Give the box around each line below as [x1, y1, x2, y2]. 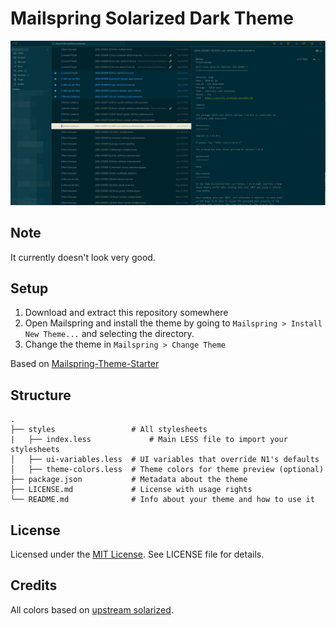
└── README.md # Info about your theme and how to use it [10, 495, 315, 505]
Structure [10, 387, 72, 404]
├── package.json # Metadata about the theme [10, 475, 248, 485]
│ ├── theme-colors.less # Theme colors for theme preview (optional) [10, 465, 325, 475]
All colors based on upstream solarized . [10, 603, 174, 616]
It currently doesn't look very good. [10, 251, 156, 263]
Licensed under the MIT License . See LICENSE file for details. [10, 548, 265, 561]
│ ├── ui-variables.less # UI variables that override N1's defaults [10, 455, 320, 465]
